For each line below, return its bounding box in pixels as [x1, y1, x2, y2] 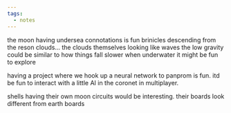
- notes [13, 17, 36, 24]
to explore [7, 58, 36, 66]
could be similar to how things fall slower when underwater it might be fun [7, 50, 219, 59]
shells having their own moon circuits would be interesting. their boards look [7, 92, 225, 101]
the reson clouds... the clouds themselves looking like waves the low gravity [7, 43, 224, 51]
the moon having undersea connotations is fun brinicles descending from [7, 35, 216, 44]
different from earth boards [7, 99, 85, 107]
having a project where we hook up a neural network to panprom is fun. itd [7, 71, 220, 80]
